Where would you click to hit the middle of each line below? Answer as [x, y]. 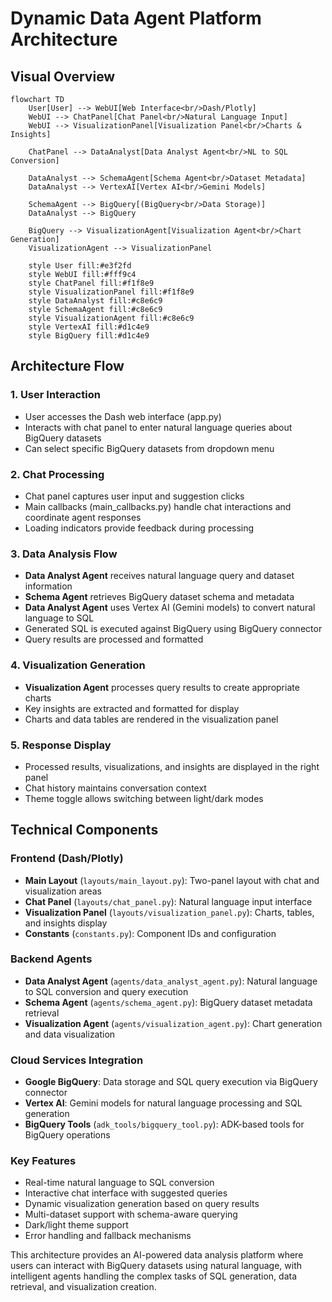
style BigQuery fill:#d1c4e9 [89, 336]
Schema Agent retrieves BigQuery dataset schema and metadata [159, 597]
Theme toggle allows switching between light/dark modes [144, 798]
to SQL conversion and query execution [106, 991]
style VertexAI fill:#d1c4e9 [89, 327]
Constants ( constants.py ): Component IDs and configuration [150, 933]
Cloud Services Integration [77, 1060]
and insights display [66, 923]
